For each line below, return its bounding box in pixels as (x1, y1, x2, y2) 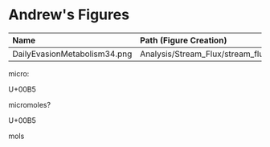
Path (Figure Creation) (140, 35, 227, 46)
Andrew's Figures (8, 6, 130, 24)
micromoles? (8, 100, 51, 109)
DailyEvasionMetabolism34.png (12, 48, 133, 59)
